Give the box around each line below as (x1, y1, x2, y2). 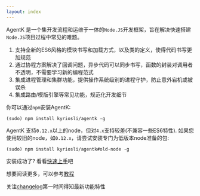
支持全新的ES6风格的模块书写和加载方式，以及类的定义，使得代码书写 (14, 46, 187, 53)
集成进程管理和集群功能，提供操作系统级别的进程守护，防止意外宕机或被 (14, 76, 193, 83)
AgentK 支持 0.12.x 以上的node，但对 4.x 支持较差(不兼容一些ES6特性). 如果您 (6, 127, 194, 134)
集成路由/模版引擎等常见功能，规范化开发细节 (14, 91, 127, 98)
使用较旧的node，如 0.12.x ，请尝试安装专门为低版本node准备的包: (6, 134, 169, 141)
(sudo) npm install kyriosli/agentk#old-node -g (6, 146, 130, 152)
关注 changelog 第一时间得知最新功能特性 (6, 183, 106, 190)
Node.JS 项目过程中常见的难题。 (6, 33, 83, 41)
